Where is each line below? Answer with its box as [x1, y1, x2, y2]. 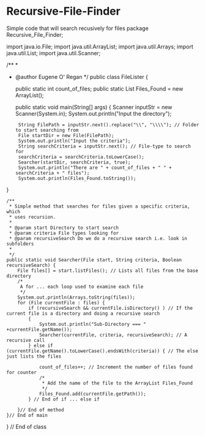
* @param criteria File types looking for [9, 230, 119, 236]
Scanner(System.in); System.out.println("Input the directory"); [15, 110, 172, 117]
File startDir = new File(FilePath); [18, 132, 114, 138]
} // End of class [6, 423, 47, 430]
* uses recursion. [9, 214, 56, 220]
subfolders [6, 241, 34, 247]
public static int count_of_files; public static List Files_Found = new [15, 85, 184, 92]
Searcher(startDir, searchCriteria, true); [18, 159, 131, 165]
